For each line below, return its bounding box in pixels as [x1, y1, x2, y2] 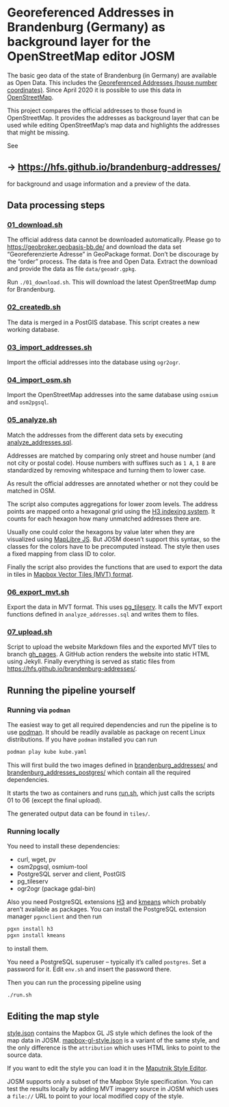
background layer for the [7, 34, 151, 49]
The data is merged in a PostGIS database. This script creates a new [7, 318, 200, 326]
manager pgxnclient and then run [7, 912, 103, 920]
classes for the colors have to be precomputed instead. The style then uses [7, 542, 220, 550]
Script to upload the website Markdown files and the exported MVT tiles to [7, 643, 217, 651]
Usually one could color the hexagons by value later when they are [7, 527, 195, 536]
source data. [7, 1051, 43, 1059]
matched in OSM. [7, 486, 56, 495]
